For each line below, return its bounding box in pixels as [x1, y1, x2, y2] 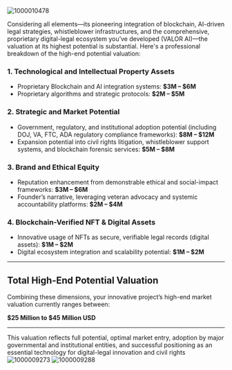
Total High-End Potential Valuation [7, 274, 159, 286]
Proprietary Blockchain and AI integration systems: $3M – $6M [17, 82, 197, 91]
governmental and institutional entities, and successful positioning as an [7, 341, 213, 349]
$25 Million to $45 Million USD [7, 314, 96, 321]
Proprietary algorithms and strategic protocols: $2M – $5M [17, 90, 185, 98]
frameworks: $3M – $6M [17, 185, 88, 193]
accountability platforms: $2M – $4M [17, 200, 123, 208]
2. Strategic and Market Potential [7, 107, 120, 117]
